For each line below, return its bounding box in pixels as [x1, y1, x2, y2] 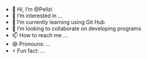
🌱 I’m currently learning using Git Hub [11, 19, 105, 25]
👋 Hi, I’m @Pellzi [11, 6, 53, 13]
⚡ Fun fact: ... [11, 47, 45, 54]
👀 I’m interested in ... [11, 12, 63, 19]
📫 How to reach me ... [11, 32, 68, 39]
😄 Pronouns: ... [11, 40, 51, 48]
